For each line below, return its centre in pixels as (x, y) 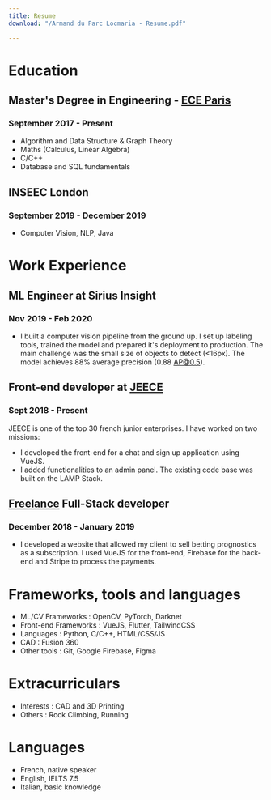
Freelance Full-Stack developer (89, 504)
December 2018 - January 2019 (72, 526)
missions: (24, 436)
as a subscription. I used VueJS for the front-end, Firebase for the (130, 553)
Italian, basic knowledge (60, 787)
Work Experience (68, 266)
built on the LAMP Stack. (61, 478)
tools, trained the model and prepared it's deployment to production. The (142, 344)
